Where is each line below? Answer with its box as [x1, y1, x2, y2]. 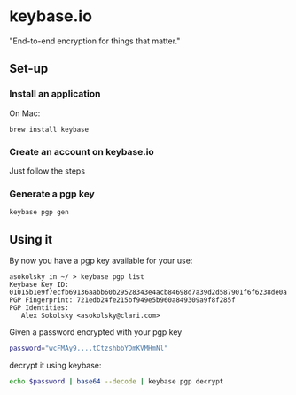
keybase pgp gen [9, 208, 69, 217]
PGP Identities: [9, 304, 69, 313]
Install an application [9, 88, 101, 100]
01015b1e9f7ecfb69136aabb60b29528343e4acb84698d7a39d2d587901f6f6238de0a [9, 288, 288, 298]
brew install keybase [9, 125, 90, 134]
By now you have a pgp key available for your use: [9, 255, 193, 267]
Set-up [9, 61, 49, 76]
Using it [9, 232, 53, 247]
